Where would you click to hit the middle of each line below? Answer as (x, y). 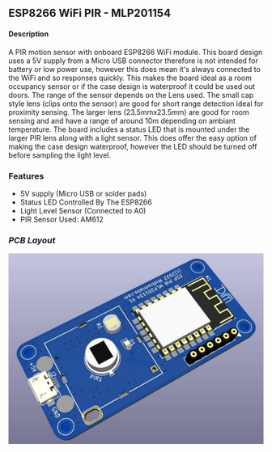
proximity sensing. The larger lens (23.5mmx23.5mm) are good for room (129, 112)
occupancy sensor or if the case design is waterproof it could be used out (132, 86)
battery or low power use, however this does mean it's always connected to (134, 69)
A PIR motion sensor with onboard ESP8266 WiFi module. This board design (136, 52)
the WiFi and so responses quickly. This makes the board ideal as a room (130, 78)
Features (26, 175)
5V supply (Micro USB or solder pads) (83, 193)
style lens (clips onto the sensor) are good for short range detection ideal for (136, 103)
